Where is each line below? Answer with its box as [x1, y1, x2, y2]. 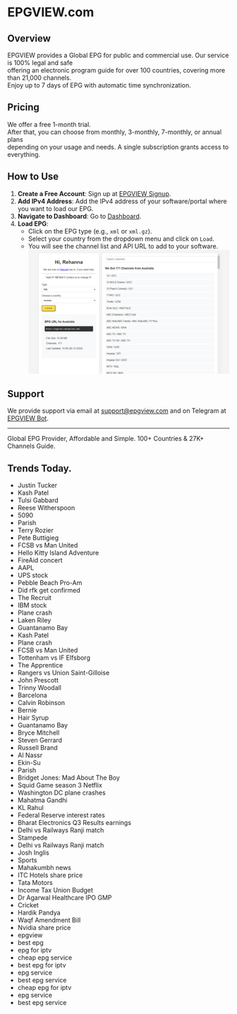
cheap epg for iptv [17, 983, 72, 991]
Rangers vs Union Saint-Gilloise [17, 668, 110, 677]
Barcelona [17, 691, 47, 699]
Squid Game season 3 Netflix [17, 780, 102, 789]
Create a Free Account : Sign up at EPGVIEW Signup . [17, 189, 171, 198]
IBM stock [17, 600, 47, 609]
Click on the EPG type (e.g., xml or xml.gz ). [28, 227, 152, 235]
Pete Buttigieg [17, 533, 59, 542]
